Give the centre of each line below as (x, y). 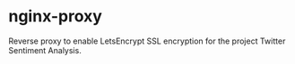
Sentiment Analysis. (45, 50)
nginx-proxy (55, 16)
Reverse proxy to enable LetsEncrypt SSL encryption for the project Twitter (147, 41)
